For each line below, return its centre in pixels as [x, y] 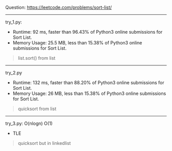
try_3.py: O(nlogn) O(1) [29, 123]
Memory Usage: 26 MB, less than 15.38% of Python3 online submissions [89, 93]
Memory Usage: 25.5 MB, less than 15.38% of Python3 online [77, 43]
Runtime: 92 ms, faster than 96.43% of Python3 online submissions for [88, 32]
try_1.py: [14, 22]
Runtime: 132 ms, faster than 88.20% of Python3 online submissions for [89, 83]
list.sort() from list [37, 58]
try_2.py [14, 73]
